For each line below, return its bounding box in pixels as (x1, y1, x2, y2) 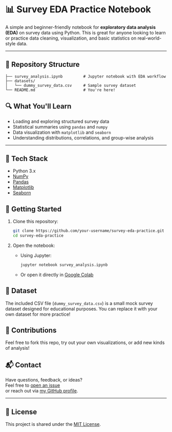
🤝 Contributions (5, 326, 57, 335)
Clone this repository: (12, 219, 58, 225)
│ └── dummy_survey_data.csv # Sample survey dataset (5, 83, 137, 88)
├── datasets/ (5, 78, 36, 83)
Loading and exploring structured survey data (12, 118, 110, 124)
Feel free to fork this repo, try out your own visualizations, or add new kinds (5, 339, 165, 346)
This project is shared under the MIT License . (5, 421, 101, 427)
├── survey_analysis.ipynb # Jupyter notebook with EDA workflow (5, 74, 166, 79)
